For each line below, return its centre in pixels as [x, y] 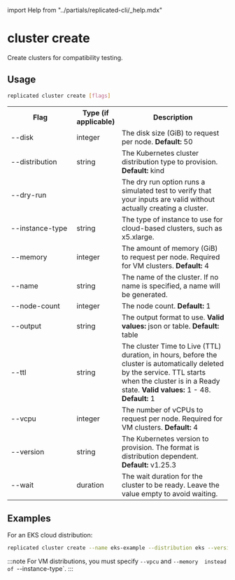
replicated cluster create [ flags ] [59, 96]
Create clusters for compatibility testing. [65, 57]
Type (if [96, 113]
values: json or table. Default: [170, 326]
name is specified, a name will [171, 286]
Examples [29, 519]
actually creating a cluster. [165, 208]
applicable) [96, 122]
